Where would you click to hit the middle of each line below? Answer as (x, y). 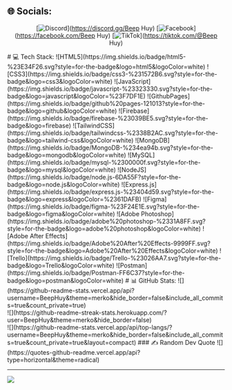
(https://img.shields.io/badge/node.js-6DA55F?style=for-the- (94, 177)
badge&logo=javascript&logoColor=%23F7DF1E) (77, 96)
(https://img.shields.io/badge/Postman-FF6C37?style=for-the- (96, 272)
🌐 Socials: (30, 11)
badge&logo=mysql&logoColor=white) (61, 170)
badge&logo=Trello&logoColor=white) (61, 265)
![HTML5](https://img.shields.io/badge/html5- (121, 56)
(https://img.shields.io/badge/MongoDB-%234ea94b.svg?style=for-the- (110, 148)
